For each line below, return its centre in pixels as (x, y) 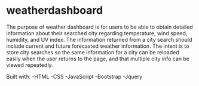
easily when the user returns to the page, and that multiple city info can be (98, 59)
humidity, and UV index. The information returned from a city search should (99, 39)
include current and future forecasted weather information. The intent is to (98, 46)
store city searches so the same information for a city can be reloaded (93, 52)
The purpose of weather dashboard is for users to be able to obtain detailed (99, 27)
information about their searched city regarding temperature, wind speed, (97, 33)
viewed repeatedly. (30, 65)
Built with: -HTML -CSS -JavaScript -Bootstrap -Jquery (74, 76)
